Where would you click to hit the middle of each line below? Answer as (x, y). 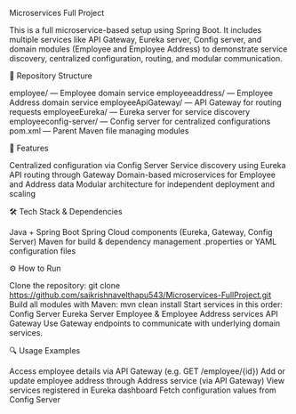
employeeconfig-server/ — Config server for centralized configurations (140, 121)
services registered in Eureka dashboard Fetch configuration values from (143, 390)
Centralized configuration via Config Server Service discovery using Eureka (148, 165)
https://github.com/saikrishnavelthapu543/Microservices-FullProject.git (140, 295)
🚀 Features (29, 148)
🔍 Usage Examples (45, 350)
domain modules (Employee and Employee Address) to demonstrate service (148, 49)
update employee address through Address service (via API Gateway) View (147, 381)
